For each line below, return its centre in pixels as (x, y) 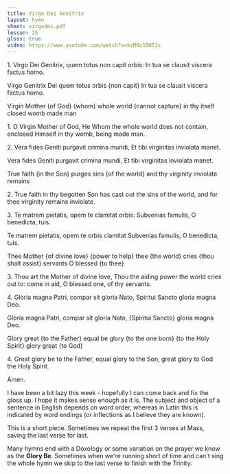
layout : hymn (26, 20)
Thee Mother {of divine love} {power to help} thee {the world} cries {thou (111, 256)
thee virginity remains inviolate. (51, 202)
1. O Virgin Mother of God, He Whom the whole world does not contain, (107, 127)
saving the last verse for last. (48, 435)
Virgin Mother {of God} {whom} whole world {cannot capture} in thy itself (111, 106)
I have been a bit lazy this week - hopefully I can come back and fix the (108, 393)
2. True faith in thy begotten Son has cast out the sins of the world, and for (113, 194)
